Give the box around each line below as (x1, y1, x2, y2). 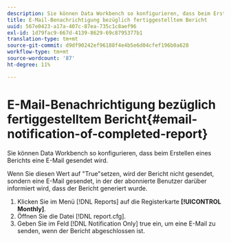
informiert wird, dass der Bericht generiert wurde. (7, 184, 148, 192)
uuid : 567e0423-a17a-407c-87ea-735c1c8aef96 (7, 23, 137, 30)
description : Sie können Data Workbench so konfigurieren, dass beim (7, 10, 211, 17)
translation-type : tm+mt (7, 36, 78, 43)
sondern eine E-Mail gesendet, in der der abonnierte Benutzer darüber (7, 177, 208, 185)
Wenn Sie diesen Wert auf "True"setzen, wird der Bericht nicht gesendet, (7, 169, 214, 177)
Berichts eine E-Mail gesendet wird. (7, 156, 109, 164)
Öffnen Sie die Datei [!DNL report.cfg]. (16, 212, 126, 220)
